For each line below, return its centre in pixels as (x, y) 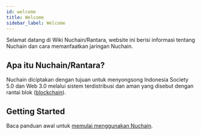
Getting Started (36, 111)
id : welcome (21, 12)
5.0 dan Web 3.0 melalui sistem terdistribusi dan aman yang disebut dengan (100, 86)
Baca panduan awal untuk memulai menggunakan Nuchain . (79, 126)
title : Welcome (25, 17)
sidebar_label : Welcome (36, 23)
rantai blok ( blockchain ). (36, 92)
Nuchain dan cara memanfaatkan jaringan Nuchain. (70, 46)
